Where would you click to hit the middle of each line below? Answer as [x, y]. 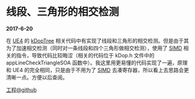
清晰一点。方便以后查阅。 [37, 77]
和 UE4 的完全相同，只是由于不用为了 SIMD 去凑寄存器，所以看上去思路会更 [97, 70]
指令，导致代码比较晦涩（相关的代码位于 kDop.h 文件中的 [85, 55]
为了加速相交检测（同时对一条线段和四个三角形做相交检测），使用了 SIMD [94, 48]
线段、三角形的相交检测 [63, 12]
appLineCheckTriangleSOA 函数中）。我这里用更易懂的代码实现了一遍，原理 [97, 63]
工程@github [21, 90]
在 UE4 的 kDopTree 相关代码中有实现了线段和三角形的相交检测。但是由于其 [97, 40]
